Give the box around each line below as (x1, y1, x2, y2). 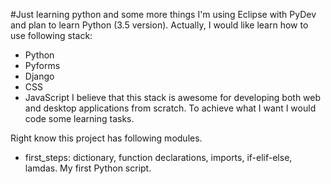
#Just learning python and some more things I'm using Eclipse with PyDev (10, 9, 317, 20)
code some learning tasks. (24, 113, 135, 124)
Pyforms (24, 60, 61, 71)
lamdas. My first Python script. (24, 162, 152, 174)
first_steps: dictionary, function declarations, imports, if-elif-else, (24, 152, 293, 163)
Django (24, 70, 55, 82)
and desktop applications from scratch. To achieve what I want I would (24, 102, 317, 114)
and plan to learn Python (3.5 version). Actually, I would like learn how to (10, 19, 309, 31)
